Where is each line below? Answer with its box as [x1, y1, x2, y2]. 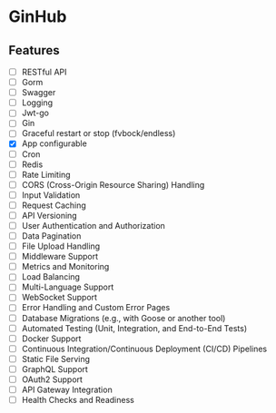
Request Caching [21, 200, 87, 211]
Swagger [21, 87, 56, 98]
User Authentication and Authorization [21, 220, 165, 231]
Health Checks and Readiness [21, 395, 135, 405]
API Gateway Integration [21, 384, 113, 395]
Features [8, 43, 60, 58]
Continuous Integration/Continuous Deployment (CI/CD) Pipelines [21, 343, 268, 354]
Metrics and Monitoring [21, 261, 110, 272]
